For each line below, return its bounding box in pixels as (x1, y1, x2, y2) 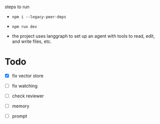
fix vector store (12, 73, 44, 79)
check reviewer (12, 93, 44, 99)
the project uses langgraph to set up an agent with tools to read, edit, (12, 33, 155, 39)
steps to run (5, 4, 30, 10)
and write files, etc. (12, 38, 52, 44)
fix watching (12, 83, 38, 89)
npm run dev (12, 24, 37, 29)
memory (12, 103, 30, 109)
